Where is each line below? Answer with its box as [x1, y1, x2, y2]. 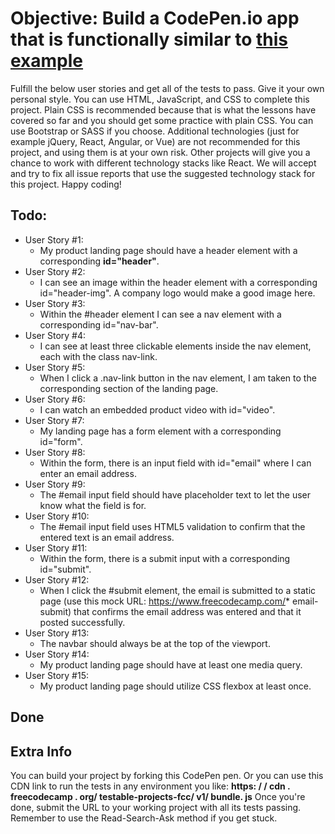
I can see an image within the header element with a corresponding [39, 276, 318, 288]
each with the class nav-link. [39, 350, 158, 362]
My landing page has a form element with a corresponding [39, 425, 282, 437]
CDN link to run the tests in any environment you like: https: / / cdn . [10, 780, 291, 792]
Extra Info [10, 743, 73, 760]
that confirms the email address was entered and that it [73, 605, 302, 617]
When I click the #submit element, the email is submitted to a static [39, 584, 317, 596]
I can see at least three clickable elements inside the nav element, [39, 340, 312, 352]
